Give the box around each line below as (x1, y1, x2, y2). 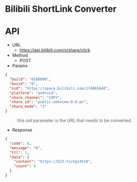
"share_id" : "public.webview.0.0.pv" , (9, 99, 89, 105)
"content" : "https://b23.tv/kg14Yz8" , (14, 159, 93, 164)
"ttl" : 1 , (9, 150, 29, 155)
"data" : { (9, 155, 29, 159)
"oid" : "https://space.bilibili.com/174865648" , (9, 86, 110, 91)
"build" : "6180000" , (9, 77, 51, 82)
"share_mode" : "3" (9, 104, 47, 109)
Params (12, 63, 28, 69)
